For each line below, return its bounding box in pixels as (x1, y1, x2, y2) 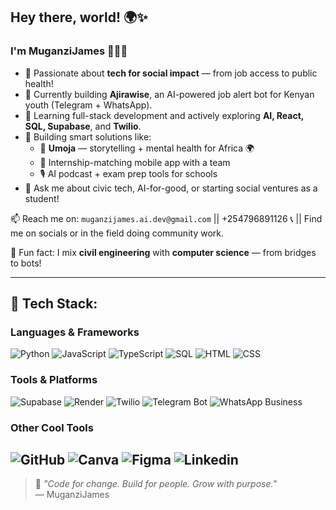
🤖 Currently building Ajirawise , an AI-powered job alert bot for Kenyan (24, 88, 315, 100)
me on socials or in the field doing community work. (10, 227, 224, 239)
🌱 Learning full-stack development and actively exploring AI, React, (24, 109, 305, 121)
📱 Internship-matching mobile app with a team (39, 156, 231, 168)
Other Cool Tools (10, 420, 94, 434)
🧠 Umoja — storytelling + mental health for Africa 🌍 (39, 142, 255, 154)
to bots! (10, 257, 42, 269)
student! (24, 192, 60, 204)
